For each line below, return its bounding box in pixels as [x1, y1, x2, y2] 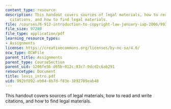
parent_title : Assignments [5, 54, 63, 60]
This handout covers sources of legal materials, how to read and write [5, 92, 152, 98]
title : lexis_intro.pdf [5, 74, 56, 79]
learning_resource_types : [5, 36, 60, 41]
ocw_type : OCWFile [5, 50, 44, 55]
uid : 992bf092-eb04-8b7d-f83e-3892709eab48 [5, 78, 99, 84]
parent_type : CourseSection [5, 60, 65, 65]
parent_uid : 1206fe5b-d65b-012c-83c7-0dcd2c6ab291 [5, 64, 115, 69]
